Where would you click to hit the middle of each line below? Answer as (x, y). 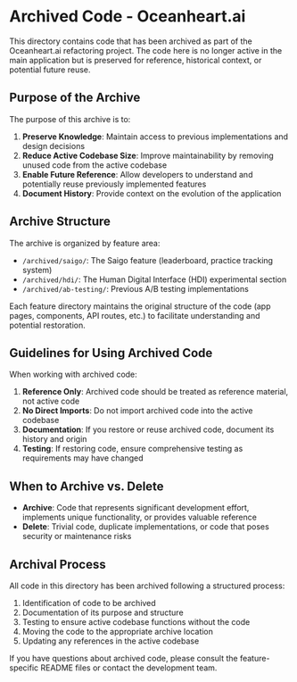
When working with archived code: (74, 374)
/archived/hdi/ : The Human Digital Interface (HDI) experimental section (154, 279)
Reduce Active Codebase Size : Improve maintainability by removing (148, 155)
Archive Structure (60, 222)
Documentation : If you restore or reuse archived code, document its (148, 429)
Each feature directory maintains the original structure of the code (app (140, 306)
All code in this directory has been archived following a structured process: (147, 586)
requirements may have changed (82, 458)
